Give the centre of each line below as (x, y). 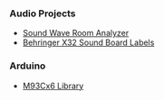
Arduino (28, 66)
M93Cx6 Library (53, 86)
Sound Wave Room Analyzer (76, 33)
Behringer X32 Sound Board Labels (88, 42)
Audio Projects (43, 14)
